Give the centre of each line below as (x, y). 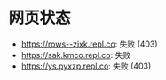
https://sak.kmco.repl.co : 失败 (76, 55)
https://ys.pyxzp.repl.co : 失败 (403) (86, 66)
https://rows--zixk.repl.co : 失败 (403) (89, 44)
